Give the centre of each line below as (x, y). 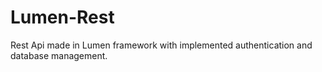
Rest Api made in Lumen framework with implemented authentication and (161, 45)
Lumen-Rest (62, 17)
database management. (59, 55)
